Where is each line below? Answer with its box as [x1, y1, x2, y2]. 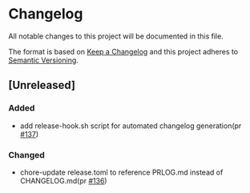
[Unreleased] [8, 78, 76, 92]
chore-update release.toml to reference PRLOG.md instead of [19, 167, 224, 177]
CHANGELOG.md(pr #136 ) [19, 175, 107, 185]
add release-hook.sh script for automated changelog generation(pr [19, 121, 242, 131]
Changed [8, 149, 46, 160]
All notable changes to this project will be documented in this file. [8, 31, 224, 41]
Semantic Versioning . [8, 55, 79, 65]
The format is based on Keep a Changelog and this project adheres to [8, 46, 239, 56]
